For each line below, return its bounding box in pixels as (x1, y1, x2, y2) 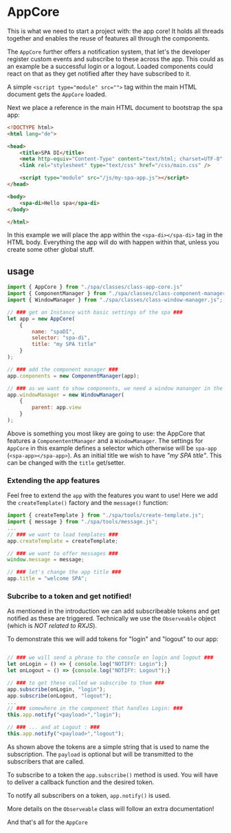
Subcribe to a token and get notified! (7, 591, 132, 601)
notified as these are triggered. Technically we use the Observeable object (7, 614, 217, 623)
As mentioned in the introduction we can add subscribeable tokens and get (7, 607, 220, 616)
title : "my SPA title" (32, 341, 97, 348)
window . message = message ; (7, 556, 85, 563)
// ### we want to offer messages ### (7, 550, 118, 557)
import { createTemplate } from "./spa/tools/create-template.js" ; (7, 512, 205, 519)
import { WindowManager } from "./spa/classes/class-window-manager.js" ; (7, 296, 223, 303)
